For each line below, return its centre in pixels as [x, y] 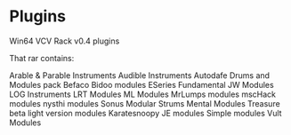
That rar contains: [42, 58]
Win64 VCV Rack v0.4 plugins [65, 41]
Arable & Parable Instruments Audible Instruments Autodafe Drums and [139, 75]
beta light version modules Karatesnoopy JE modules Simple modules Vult [145, 113]
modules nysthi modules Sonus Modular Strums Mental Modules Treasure [145, 103]
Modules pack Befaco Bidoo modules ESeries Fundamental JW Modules [141, 84]
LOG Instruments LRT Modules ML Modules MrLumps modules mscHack [143, 94]
